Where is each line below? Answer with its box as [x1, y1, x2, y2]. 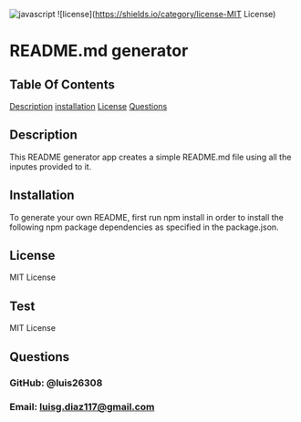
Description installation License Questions [9, 101, 168, 111]
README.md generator [9, 41, 189, 61]
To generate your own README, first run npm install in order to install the [9, 211, 285, 222]
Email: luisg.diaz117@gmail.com [9, 401, 155, 414]
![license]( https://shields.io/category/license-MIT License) [57, 9, 276, 19]
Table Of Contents [9, 77, 116, 92]
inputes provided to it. [9, 160, 92, 172]
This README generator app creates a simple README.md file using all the [9, 151, 292, 162]
